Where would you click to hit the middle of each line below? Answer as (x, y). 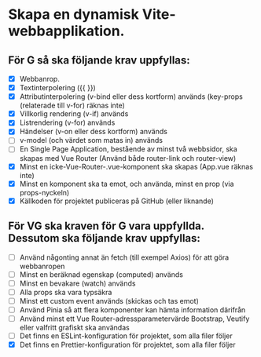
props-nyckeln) (44, 192)
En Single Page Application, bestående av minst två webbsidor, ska (128, 149)
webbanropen (42, 266)
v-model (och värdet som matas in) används (91, 140)
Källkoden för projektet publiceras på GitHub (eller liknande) (117, 201)
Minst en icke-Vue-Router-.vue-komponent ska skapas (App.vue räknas (136, 166)
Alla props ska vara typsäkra (66, 292)
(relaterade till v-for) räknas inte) (72, 106)
